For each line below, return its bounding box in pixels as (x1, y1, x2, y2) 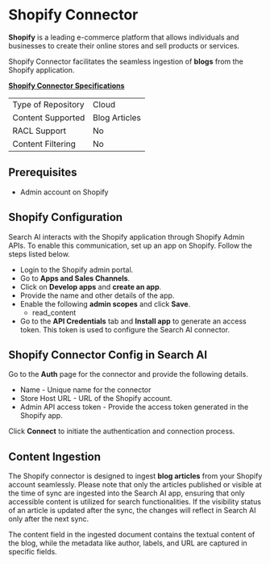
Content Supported (12, 111, 85, 123)
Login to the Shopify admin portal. (19, 265, 134, 274)
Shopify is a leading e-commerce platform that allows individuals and (8, 32, 239, 42)
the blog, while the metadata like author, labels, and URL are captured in (8, 538, 247, 548)
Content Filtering (12, 138, 77, 149)
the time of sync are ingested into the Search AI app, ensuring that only (8, 488, 246, 498)
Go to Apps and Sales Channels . (19, 273, 131, 283)
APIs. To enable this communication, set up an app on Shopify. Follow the (8, 240, 252, 250)
